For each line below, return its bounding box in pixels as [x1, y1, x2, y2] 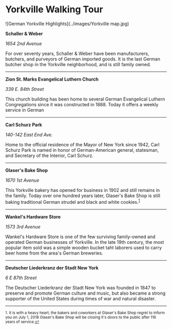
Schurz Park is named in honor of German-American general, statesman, [5, 147, 159, 153]
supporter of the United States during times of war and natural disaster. [5, 295, 156, 301]
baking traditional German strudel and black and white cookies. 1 [5, 198, 140, 205]
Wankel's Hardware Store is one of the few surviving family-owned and [5, 234, 156, 240]
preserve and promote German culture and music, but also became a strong [5, 290, 166, 296]
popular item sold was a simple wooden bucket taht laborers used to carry [5, 244, 162, 250]
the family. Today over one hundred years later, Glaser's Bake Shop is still [5, 192, 160, 199]
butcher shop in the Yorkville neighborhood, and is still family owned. [5, 61, 151, 67]
